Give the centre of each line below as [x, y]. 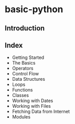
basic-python [34, 9]
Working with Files [31, 106]
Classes [20, 96]
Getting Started [28, 57]
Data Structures [28, 79]
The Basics [24, 63]
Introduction [25, 28]
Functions [23, 90]
